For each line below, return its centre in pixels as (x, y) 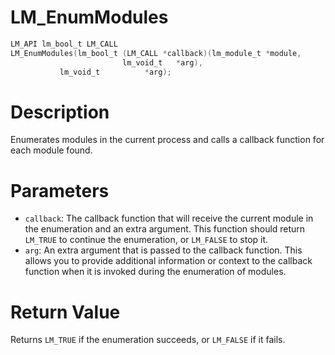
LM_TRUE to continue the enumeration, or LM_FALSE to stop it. (146, 240)
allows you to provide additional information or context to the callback (168, 261)
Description (60, 112)
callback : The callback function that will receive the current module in (169, 218)
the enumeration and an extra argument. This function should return (165, 229)
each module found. (51, 150)
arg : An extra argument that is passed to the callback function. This (163, 250)
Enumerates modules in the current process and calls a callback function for (167, 140)
